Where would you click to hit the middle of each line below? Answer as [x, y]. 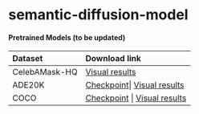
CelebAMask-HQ [45, 72]
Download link [114, 59]
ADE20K [28, 85]
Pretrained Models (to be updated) [67, 37]
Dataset [28, 59]
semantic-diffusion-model [98, 15]
